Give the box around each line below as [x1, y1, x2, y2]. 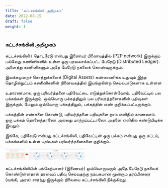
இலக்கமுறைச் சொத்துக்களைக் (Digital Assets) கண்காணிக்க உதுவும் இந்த [5, 74, 147, 80]
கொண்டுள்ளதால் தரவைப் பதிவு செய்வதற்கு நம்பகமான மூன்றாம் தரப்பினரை [5, 171, 151, 177]
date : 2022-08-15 [5, 13, 42, 19]
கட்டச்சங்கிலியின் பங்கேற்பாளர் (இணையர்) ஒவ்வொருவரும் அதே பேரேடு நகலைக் [5, 165, 158, 171]
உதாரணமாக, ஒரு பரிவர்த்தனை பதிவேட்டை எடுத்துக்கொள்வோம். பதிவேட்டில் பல [5, 89, 161, 96]
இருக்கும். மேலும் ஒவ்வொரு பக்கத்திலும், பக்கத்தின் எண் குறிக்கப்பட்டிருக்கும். [5, 101, 152, 107]
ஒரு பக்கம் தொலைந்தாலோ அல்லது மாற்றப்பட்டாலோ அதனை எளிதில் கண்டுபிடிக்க [5, 117, 163, 123]
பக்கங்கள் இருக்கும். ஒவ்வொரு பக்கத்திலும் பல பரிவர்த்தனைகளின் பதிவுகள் [5, 96, 148, 102]
